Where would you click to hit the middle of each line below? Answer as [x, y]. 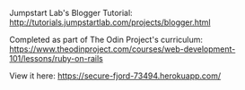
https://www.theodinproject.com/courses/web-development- [122, 49]
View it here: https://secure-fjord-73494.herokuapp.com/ [115, 76]
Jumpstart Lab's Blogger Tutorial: [71, 13]
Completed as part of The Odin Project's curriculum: [106, 40]
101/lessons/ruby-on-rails [56, 58]
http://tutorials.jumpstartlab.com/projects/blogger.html [110, 22]
